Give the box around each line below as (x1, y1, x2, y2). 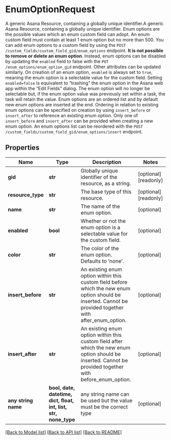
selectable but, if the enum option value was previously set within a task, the (5, 91, 165, 97)
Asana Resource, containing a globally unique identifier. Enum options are (5, 25, 160, 32)
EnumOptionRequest (5, 4, 95, 15)
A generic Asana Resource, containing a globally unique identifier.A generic (5, 20, 164, 26)
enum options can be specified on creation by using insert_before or (5, 107, 151, 113)
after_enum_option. (80, 317, 127, 324)
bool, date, (48, 384, 75, 391)
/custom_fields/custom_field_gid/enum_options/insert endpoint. (5, 128, 143, 134)
